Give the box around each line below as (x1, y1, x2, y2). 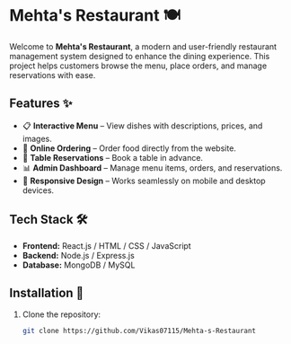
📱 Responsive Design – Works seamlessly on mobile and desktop (22, 175, 267, 186)
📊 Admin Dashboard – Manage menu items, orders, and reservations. (22, 162, 283, 173)
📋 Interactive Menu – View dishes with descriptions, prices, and (22, 120, 263, 131)
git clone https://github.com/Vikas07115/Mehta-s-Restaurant (22, 327, 257, 336)
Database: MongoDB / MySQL (22, 260, 136, 270)
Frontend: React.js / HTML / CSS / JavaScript (22, 240, 191, 251)
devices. (22, 184, 55, 196)
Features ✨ (9, 96, 73, 111)
